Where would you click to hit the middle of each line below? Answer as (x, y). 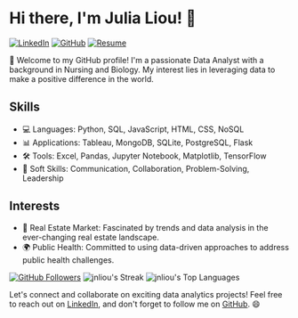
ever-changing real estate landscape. (91, 237)
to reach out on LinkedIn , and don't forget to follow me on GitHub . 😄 (135, 304)
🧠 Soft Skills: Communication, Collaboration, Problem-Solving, (136, 168)
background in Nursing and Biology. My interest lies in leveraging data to (142, 69)
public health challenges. (68, 260)
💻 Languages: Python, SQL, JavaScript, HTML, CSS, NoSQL (133, 129)
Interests (35, 206)
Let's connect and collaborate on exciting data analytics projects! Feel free (146, 294)
